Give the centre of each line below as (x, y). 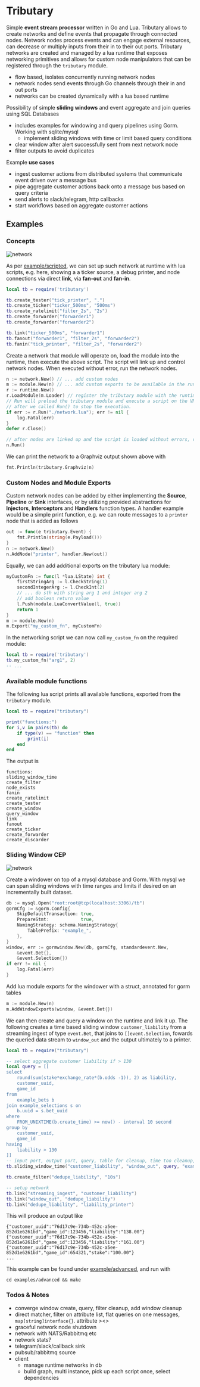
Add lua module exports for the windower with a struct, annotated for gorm (98, 986)
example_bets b (36, 1100)
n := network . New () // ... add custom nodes (62, 379)
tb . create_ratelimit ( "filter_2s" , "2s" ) (57, 311)
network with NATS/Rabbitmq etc (56, 1333)
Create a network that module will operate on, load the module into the (93, 355)
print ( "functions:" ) (32, 722)
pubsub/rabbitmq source (45, 1352)
